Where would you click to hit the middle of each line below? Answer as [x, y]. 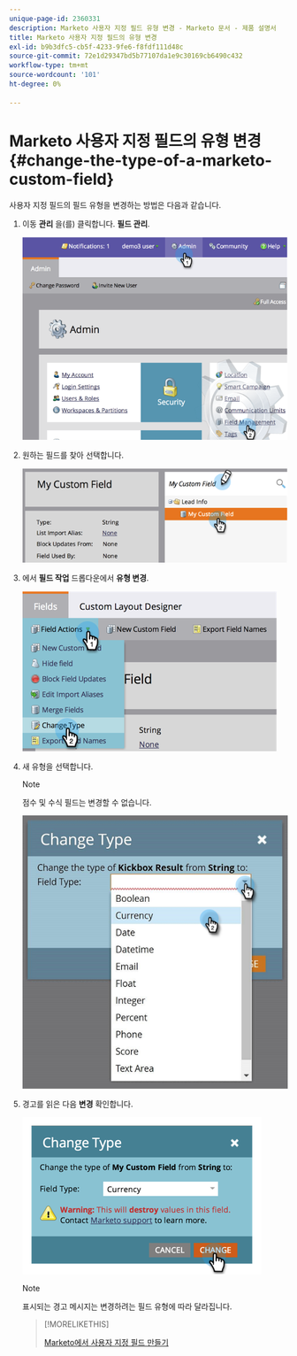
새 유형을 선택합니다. [57, 767]
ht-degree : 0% [35, 84]
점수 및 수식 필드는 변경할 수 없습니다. [87, 803]
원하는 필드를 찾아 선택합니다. [73, 455]
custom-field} [62, 179]
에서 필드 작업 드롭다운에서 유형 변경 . [85, 578]
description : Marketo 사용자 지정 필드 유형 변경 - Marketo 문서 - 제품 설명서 [143, 28]
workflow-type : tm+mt [49, 65]
